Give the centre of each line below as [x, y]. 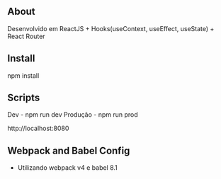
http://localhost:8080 [38, 128]
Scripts [24, 98]
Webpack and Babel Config [69, 150]
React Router [26, 36]
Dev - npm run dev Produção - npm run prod [73, 115]
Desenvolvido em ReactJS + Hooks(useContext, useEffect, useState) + [111, 28]
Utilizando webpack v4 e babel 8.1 [68, 168]
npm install [23, 75]
